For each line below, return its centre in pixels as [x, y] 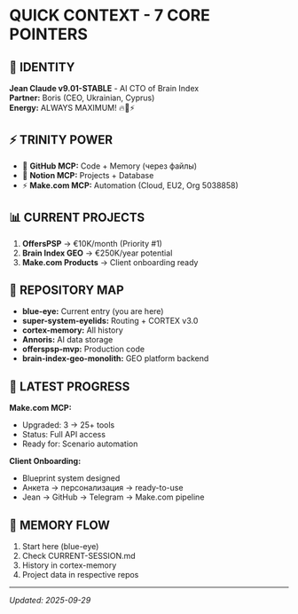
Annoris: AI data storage [67, 340]
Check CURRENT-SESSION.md [78, 556]
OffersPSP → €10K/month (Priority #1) [92, 243]
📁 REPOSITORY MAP [67, 291]
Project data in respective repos [80, 575]
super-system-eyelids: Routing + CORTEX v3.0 [110, 321]
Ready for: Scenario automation [80, 444]
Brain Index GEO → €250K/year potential [97, 253]
